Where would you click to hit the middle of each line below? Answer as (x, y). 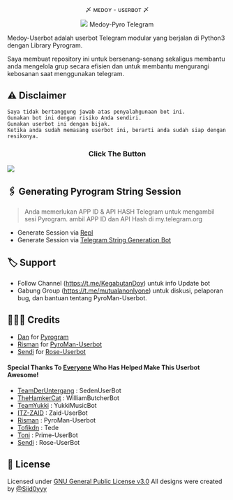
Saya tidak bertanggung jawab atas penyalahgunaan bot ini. (97, 112)
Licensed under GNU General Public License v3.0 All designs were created (115, 481)
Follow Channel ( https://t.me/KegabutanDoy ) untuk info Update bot (114, 283)
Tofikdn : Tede (38, 427)
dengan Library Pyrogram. (45, 45)
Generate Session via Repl (55, 233)
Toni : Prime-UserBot (47, 435)
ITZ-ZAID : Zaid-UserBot (53, 413)
